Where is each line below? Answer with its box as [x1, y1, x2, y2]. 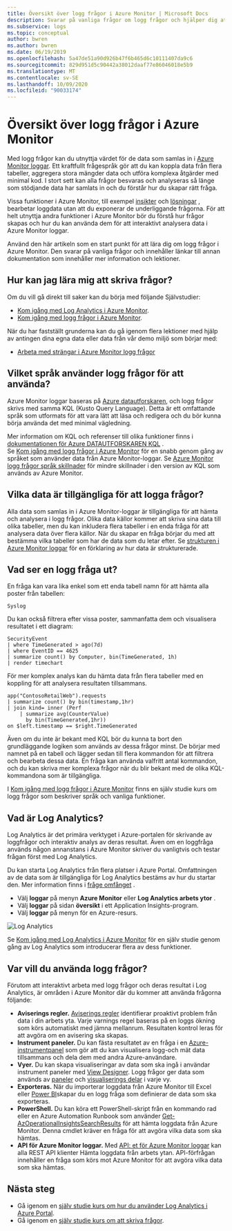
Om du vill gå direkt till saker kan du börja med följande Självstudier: [7, 293, 201, 301]
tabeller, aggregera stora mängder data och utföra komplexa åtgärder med [7, 169, 219, 177]
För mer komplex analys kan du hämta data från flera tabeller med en [7, 672, 204, 680]
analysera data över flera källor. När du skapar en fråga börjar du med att [7, 529, 215, 537]
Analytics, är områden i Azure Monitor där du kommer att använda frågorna [7, 988, 222, 996]
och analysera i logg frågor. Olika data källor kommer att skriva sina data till [7, 514, 221, 523]
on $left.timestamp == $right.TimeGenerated [7, 723, 137, 730]
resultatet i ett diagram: [7, 622, 74, 630]
